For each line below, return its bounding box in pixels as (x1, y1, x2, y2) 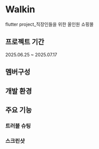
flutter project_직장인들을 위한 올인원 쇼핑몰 (5, 21, 94, 27)
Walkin (5, 4, 35, 15)
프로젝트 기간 (5, 37, 45, 47)
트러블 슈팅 (5, 122, 31, 129)
